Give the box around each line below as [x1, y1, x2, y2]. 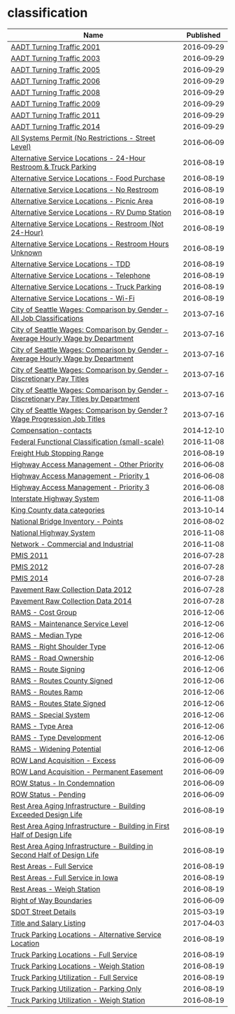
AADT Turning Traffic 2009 [10, 99, 101, 109]
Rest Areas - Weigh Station [10, 884, 101, 894]
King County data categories [10, 505, 105, 515]
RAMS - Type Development [10, 732, 101, 742]
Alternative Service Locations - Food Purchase [10, 173, 166, 183]
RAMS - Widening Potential [10, 744, 101, 753]
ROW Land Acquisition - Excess [10, 755, 117, 765]
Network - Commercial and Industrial [10, 539, 134, 549]
